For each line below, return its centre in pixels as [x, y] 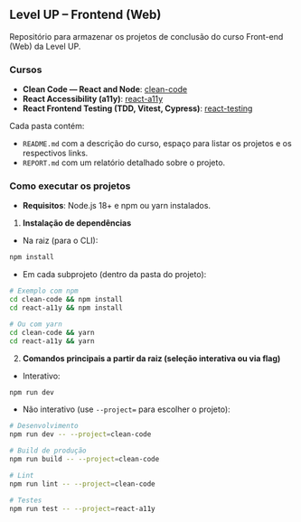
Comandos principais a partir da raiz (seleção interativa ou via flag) [151, 358]
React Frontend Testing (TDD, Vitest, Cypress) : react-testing [137, 108]
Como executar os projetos [70, 186]
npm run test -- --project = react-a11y [82, 508]
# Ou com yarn [36, 324]
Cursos [26, 70]
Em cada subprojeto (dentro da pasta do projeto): [114, 275]
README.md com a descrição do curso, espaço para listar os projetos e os [157, 144]
